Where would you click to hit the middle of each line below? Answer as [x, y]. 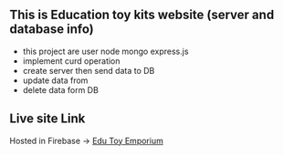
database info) [52, 30]
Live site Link [47, 119]
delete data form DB [60, 89]
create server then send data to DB [89, 70]
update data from [55, 80]
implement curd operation [71, 61]
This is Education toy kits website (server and [142, 15]
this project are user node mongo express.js [105, 51]
